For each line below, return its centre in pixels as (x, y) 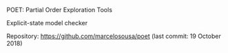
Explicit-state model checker (47, 23)
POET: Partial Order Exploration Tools (60, 10)
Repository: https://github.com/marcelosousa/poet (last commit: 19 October (114, 36)
